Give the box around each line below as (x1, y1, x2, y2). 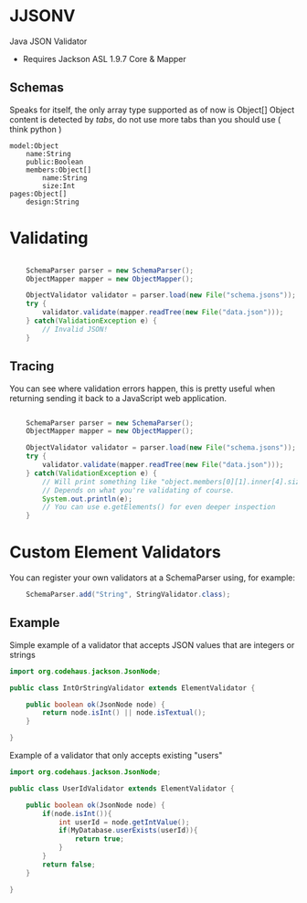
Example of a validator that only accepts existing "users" (9, 750, 223, 760)
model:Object (9, 141, 59, 151)
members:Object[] (26, 165, 92, 175)
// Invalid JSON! (42, 324, 108, 334)
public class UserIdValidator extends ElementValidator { (9, 783, 235, 793)
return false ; (42, 860, 96, 869)
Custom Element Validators (9, 542, 221, 563)
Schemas (9, 80, 64, 96)
